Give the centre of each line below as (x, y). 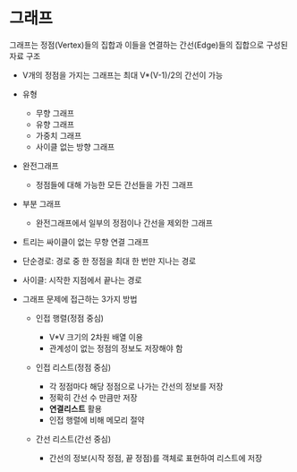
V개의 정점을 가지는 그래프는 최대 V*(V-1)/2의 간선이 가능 (123, 75)
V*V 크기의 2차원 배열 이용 (96, 337)
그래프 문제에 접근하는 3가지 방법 (80, 299)
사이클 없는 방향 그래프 (75, 146)
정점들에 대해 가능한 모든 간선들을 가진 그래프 (115, 185)
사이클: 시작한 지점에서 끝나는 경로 (82, 279)
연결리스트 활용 (76, 408)
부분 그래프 (42, 203)
